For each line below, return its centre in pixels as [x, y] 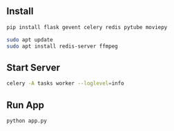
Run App [26, 105]
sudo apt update [30, 40]
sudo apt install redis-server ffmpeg [62, 46]
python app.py [27, 121]
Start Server [33, 67]
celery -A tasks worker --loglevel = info [66, 83]
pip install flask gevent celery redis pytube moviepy [87, 27]
